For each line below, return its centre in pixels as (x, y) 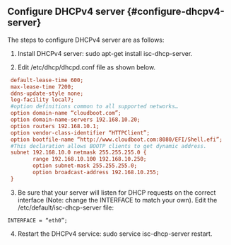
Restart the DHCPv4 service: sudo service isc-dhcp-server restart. (115, 234)
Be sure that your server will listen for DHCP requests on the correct (117, 192)
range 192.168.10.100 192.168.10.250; (90, 159)
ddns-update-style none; (47, 93)
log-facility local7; (42, 100)
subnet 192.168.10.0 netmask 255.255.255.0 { (78, 153)
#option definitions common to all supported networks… (94, 107)
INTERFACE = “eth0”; (38, 220)
